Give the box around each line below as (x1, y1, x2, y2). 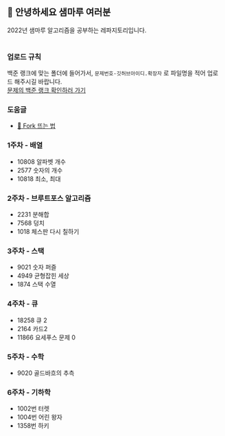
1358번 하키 (16, 422, 49, 430)
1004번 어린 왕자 (16, 413, 63, 422)
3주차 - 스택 (7, 246, 45, 256)
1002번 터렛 (16, 404, 50, 413)
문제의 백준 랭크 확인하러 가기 (7, 86, 86, 95)
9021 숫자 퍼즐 (16, 263, 57, 271)
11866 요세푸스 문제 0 (16, 333, 76, 341)
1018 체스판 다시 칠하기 (16, 228, 80, 235)
